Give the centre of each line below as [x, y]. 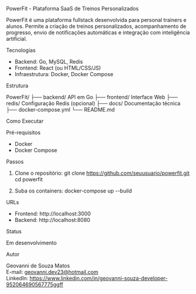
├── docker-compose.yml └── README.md [60, 110]
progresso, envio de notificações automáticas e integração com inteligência [98, 32]
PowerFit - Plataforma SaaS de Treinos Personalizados [72, 9]
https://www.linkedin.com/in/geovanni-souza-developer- [98, 278]
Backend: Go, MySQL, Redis [49, 62]
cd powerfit [29, 179]
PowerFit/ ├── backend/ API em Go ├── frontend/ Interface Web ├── [92, 97]
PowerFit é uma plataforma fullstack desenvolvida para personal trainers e [96, 20]
